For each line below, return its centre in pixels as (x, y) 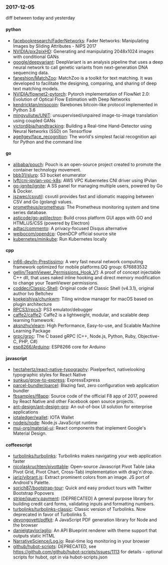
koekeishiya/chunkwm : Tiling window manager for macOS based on (83, 299)
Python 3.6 (24, 110)
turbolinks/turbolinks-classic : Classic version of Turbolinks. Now (79, 509)
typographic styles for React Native (49, 375)
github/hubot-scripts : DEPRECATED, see (54, 546)
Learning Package (31, 331)
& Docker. (23, 191)
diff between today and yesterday (40, 18)
